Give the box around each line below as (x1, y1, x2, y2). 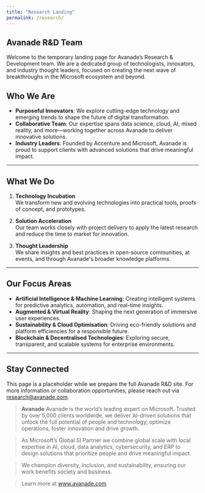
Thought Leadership (15, 242, 68, 249)
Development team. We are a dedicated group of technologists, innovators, (6, 60, 195, 67)
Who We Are (6, 91, 56, 101)
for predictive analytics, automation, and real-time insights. (15, 301, 164, 309)
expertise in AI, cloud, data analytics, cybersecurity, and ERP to (21, 443, 181, 450)
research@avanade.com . (6, 393, 70, 401)
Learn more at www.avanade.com (21, 480, 107, 487)
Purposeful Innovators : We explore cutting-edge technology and (15, 107, 180, 115)
